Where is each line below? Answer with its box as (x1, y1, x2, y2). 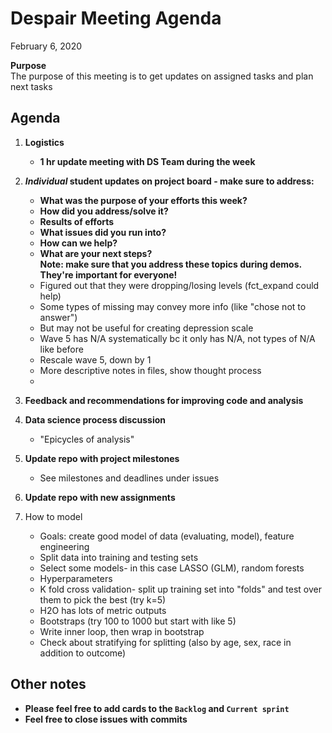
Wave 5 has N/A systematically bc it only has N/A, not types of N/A (39, 332, 316, 344)
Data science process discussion (24, 413, 167, 426)
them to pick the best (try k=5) (39, 593, 167, 606)
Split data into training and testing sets (39, 551, 199, 563)
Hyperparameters (39, 572, 113, 584)
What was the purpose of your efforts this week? (39, 194, 248, 206)
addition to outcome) (39, 647, 127, 659)
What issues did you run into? (39, 226, 167, 238)
